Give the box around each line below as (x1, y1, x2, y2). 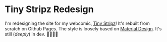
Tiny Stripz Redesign (5, 4, 94, 15)
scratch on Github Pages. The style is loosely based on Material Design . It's (5, 25, 162, 31)
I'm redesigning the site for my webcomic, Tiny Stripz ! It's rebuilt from (5, 20, 150, 26)
